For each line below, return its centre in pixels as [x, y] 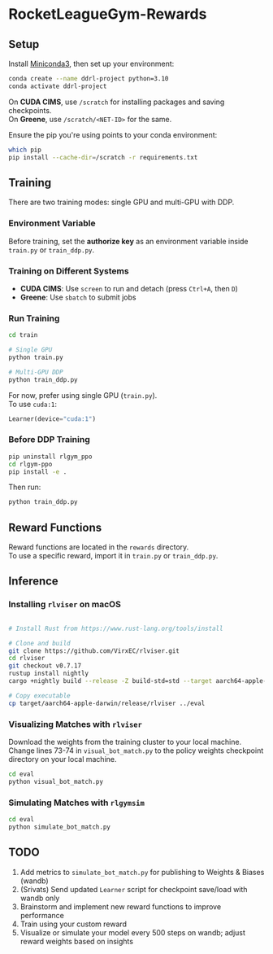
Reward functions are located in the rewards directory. [99, 547]
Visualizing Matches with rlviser [75, 724]
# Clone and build [39, 643]
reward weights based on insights [77, 941]
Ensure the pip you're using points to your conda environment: [113, 134]
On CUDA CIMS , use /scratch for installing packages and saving [117, 102]
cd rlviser [27, 659]
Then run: [25, 487]
